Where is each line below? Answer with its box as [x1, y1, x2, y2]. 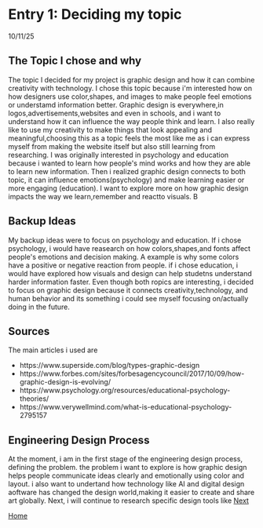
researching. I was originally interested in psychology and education [8, 150, 229, 159]
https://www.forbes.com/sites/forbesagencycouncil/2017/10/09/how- [19, 369, 245, 378]
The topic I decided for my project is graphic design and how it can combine [8, 75, 255, 84]
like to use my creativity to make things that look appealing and [8, 125, 213, 134]
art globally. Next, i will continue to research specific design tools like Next [8, 496, 250, 505]
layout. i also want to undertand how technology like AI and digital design [8, 479, 245, 489]
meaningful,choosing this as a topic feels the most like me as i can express [8, 133, 250, 143]
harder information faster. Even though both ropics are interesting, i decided [8, 277, 254, 286]
